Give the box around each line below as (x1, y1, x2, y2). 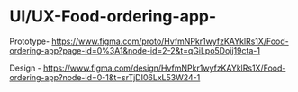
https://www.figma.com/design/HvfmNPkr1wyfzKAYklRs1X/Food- (43, 63, 286, 73)
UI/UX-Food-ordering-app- (9, 6, 217, 27)
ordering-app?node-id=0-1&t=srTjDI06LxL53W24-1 (9, 71, 201, 82)
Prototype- (9, 36, 50, 46)
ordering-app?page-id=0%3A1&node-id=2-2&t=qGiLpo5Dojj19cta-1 (9, 45, 261, 55)
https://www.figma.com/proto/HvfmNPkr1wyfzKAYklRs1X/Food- (51, 36, 290, 46)
